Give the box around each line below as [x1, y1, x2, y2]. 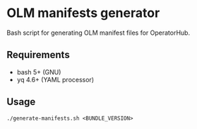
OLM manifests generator [6, 5, 160, 21]
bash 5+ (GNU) [16, 67, 61, 76]
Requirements [6, 49, 70, 61]
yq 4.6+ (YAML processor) [16, 75, 95, 84]
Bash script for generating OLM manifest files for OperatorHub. [6, 28, 191, 37]
